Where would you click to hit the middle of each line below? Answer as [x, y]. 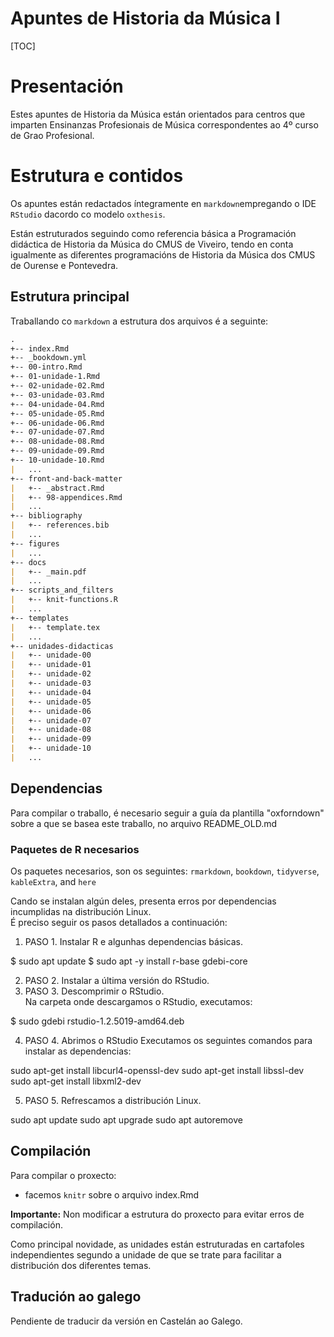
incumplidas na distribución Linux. [81, 911]
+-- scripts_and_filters [62, 590]
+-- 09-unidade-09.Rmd [57, 451]
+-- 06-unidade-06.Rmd [57, 423]
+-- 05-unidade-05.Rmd [57, 413]
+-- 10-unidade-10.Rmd [57, 460]
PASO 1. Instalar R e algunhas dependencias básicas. [134, 941]
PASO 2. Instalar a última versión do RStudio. [117, 980]
